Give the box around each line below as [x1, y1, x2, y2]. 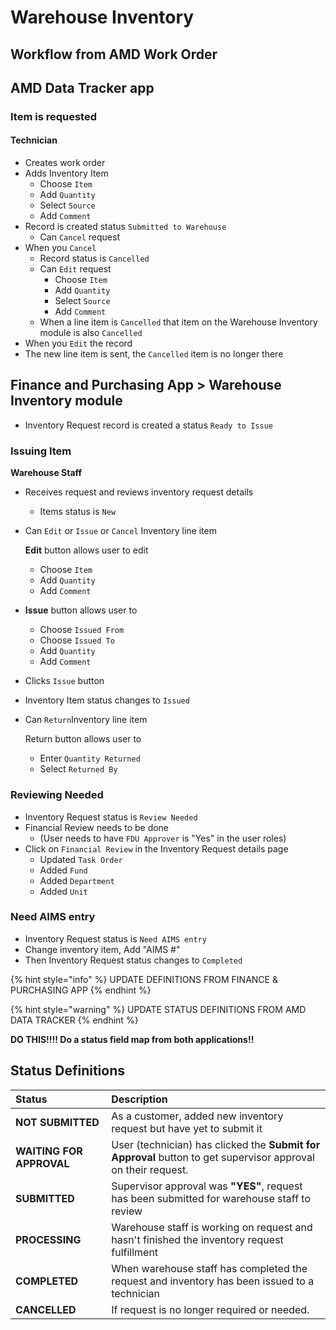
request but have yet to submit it [111, 1121, 263, 1135]
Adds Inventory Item [24, 167, 109, 180]
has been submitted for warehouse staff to [111, 1191, 312, 1205]
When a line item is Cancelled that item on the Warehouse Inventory [39, 316, 318, 328]
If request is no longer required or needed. [111, 1302, 310, 1316]
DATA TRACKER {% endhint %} [10, 1014, 139, 1026]
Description [111, 1092, 168, 1106]
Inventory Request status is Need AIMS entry [24, 932, 207, 945]
